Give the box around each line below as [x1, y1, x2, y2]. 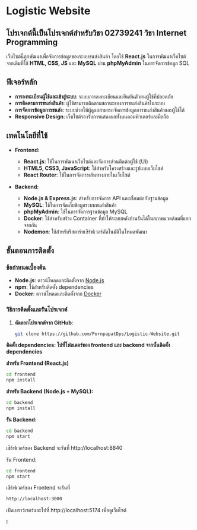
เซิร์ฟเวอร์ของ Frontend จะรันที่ [6, 484, 70, 491]
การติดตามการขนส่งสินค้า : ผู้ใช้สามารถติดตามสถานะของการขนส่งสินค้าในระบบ [14, 99, 165, 106]
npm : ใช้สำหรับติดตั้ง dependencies [14, 283, 94, 291]
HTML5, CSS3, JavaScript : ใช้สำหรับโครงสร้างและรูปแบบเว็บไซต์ [23, 165, 164, 172]
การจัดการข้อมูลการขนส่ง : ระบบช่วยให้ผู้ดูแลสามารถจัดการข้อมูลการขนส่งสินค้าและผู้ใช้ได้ [14, 106, 185, 113]
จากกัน [23, 221, 37, 228]
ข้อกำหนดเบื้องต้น [6, 263, 46, 272]
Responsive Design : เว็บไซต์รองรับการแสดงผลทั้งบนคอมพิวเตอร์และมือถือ [14, 113, 169, 120]
